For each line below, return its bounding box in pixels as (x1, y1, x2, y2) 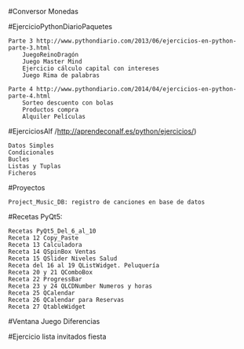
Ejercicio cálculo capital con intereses (22, 64, 159, 72)
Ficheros (8, 169, 37, 177)
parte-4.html (8, 92, 51, 100)
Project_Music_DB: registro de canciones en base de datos (8, 198, 206, 206)
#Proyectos (8, 183, 46, 192)
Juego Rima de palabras (22, 72, 100, 79)
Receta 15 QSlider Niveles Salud (8, 255, 118, 263)
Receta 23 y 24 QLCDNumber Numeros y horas (8, 282, 153, 290)
